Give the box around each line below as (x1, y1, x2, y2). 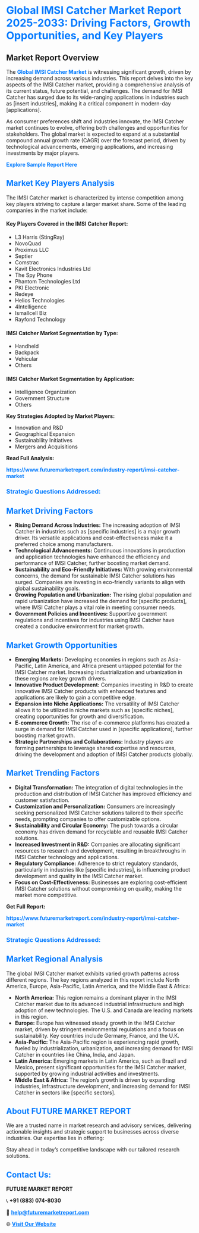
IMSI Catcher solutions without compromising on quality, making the (14, 885, 182, 892)
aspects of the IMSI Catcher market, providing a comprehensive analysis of (6, 81, 191, 88)
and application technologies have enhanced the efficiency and (14, 553, 170, 560)
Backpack (14, 349, 40, 356)
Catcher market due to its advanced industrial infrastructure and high (14, 1000, 184, 1007)
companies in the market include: (6, 207, 88, 214)
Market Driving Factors (6, 505, 93, 516)
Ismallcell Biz (14, 310, 48, 317)
